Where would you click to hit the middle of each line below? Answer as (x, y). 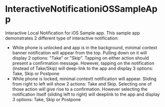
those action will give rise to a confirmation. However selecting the (80, 89)
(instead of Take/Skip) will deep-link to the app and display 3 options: (83, 68)
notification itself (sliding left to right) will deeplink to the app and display (86, 94)
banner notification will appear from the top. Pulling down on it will (79, 53)
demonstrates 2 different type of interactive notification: (62, 38)
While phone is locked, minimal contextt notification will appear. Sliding (84, 79)
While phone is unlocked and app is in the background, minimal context (85, 47)
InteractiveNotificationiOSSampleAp (81, 9)
